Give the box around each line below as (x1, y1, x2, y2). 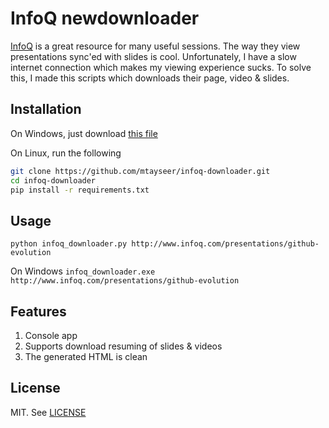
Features (10, 303, 67, 320)
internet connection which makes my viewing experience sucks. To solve (10, 61, 312, 73)
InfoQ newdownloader (10, 7, 200, 30)
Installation (10, 101, 82, 118)
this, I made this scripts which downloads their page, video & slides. (10, 72, 290, 84)
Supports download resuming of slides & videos (24, 340, 223, 352)
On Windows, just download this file (10, 127, 158, 139)
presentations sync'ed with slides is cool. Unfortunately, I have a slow (10, 50, 297, 62)
